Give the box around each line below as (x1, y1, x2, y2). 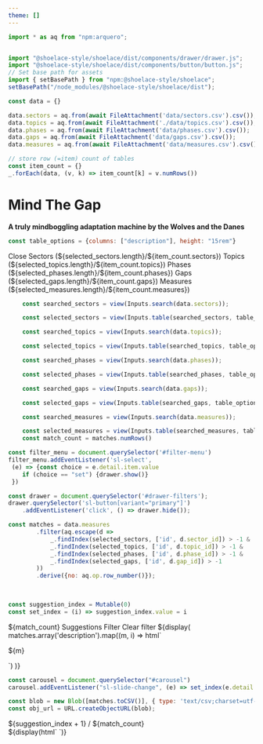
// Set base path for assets (8, 68, 103, 77)
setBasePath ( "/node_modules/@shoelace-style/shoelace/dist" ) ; (8, 83, 215, 91)
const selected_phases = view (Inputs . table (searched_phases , (22, 370, 225, 378)
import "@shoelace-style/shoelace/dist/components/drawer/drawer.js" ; (8, 54, 243, 62)
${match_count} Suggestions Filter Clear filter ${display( (8, 622, 191, 632)
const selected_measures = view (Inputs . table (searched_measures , (22, 427, 240, 436)
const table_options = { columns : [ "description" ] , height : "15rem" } (8, 237, 236, 245)
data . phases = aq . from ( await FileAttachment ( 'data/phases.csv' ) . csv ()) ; (8, 126, 250, 134)
